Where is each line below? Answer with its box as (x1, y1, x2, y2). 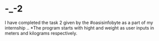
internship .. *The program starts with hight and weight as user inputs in (5, 24, 154, 30)
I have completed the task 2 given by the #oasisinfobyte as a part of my (5, 19, 153, 25)
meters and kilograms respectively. (5, 30, 77, 36)
